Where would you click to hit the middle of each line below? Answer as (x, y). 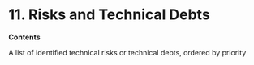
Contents (24, 37)
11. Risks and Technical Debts (110, 15)
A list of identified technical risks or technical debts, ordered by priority (127, 52)
